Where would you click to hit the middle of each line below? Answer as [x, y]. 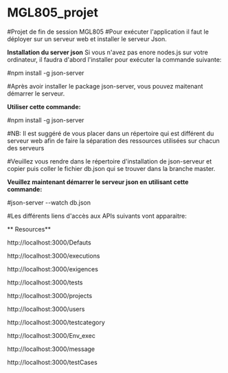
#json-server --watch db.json [49, 202]
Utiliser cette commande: [44, 106]
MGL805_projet [53, 13]
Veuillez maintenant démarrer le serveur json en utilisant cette [98, 182]
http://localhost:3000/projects [50, 295]
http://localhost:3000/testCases [52, 362]
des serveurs [26, 148]
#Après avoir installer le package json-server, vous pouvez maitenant [105, 86]
